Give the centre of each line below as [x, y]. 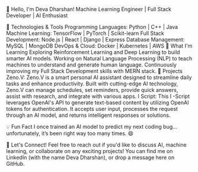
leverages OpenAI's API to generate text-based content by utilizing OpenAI [98, 103]
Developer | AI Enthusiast [37, 15]
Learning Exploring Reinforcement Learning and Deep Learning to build [93, 52]
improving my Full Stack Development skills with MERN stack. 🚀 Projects [94, 71]
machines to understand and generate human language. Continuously [91, 65]
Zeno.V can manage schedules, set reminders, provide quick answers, [92, 90]
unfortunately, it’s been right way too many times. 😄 [70, 133]
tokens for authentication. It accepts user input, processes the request [92, 109]
